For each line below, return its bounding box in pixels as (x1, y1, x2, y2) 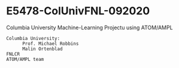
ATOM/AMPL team (6, 56, 44, 62)
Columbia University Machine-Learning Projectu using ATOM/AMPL (6, 24, 173, 31)
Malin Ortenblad (22, 46, 63, 52)
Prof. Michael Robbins (22, 41, 79, 47)
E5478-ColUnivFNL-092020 (6, 4, 150, 18)
